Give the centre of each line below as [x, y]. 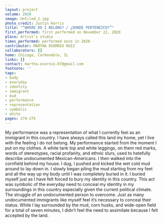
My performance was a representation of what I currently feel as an [73, 132]
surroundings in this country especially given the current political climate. [79, 189]
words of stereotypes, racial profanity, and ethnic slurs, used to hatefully [78, 153]
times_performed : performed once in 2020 [48, 41]
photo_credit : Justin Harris [35, 23]
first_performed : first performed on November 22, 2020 [63, 32]
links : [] [15, 60]
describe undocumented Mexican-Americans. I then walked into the [73, 158]
